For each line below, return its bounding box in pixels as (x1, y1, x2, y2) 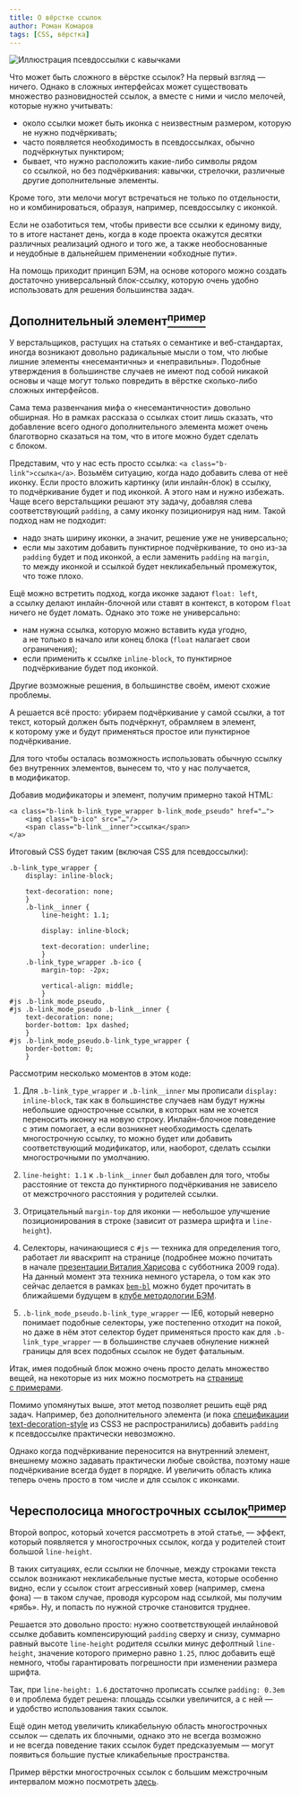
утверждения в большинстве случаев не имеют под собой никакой (9, 365, 269, 377)
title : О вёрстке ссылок (9, 13, 102, 22)
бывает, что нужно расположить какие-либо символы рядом (21, 156, 258, 167)
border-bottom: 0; (25, 1044, 94, 1053)
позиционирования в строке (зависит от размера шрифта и (21, 1216, 251, 1227)
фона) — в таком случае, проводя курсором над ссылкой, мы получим (9, 1592, 282, 1603)
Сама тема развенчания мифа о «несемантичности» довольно (9, 402, 251, 413)
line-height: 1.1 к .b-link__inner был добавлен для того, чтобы (21, 1169, 270, 1181)
